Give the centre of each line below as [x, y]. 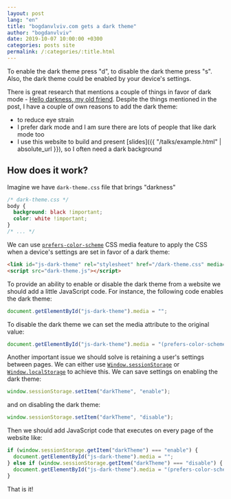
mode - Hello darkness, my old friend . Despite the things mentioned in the [112, 99]
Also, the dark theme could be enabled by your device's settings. [99, 78]
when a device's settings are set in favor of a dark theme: [89, 252]
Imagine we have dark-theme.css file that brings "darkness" [91, 187]
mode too [31, 134]
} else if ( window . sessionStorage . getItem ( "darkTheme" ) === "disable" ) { [115, 463]
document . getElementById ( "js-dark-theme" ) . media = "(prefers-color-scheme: [118, 344]
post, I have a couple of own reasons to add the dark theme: [92, 106]
